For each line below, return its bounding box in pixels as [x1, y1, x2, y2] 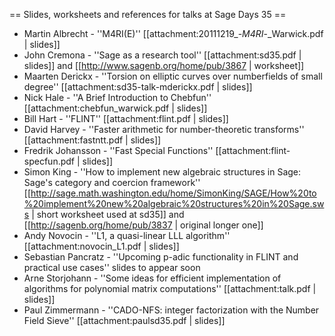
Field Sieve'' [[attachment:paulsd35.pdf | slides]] [23, 315, 226, 326]
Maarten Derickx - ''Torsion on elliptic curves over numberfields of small [23, 70, 323, 82]
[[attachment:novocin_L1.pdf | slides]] [23, 240, 180, 252]
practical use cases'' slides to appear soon [23, 262, 201, 273]
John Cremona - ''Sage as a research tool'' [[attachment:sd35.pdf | [23, 49, 302, 61]
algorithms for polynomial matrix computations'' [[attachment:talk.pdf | [23, 283, 317, 294]
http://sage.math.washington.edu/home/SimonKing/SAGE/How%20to [30, 187, 317, 199]
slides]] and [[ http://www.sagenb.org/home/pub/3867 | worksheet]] [23, 60, 305, 71]
